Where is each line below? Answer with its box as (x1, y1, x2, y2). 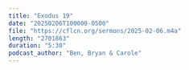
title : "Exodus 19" (8, 11, 74, 20)
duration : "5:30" (8, 42, 67, 50)
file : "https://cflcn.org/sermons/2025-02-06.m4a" (8, 27, 182, 35)
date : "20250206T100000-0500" (8, 19, 110, 27)
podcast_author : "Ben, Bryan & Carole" (8, 49, 142, 57)
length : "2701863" (8, 34, 70, 43)
